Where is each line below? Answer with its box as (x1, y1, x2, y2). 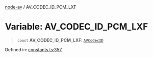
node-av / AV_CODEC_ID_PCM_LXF (5, 4, 76, 10)
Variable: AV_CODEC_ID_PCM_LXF (5, 21, 148, 32)
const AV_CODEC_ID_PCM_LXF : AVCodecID (17, 37, 104, 43)
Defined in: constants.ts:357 (5, 46, 62, 53)
